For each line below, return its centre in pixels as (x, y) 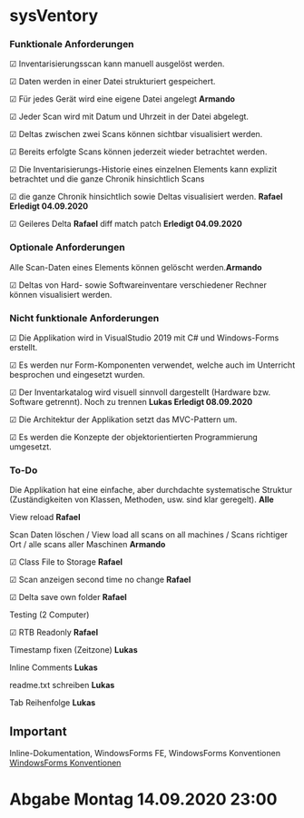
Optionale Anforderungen (67, 248)
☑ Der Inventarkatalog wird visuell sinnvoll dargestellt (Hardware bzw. (140, 392)
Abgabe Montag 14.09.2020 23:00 (143, 799)
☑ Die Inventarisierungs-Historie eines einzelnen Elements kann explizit (143, 170)
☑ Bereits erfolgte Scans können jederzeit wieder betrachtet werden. (138, 152)
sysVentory (54, 16)
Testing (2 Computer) (49, 615)
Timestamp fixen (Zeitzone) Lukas (74, 650)
